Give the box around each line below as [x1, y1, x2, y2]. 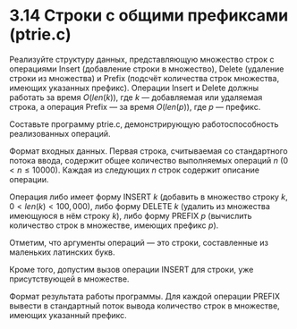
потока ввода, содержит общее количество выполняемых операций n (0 [9, 155, 289, 165]
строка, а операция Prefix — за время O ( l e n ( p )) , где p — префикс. [9, 101, 261, 112]
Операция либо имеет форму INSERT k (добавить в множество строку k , [9, 191, 288, 202]
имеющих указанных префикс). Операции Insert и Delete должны [9, 82, 259, 93]
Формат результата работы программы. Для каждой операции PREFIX [9, 291, 280, 301]
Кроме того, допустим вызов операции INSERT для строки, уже [9, 264, 254, 274]
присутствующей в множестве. [9, 274, 130, 284]
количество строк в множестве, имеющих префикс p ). [9, 220, 219, 231]
